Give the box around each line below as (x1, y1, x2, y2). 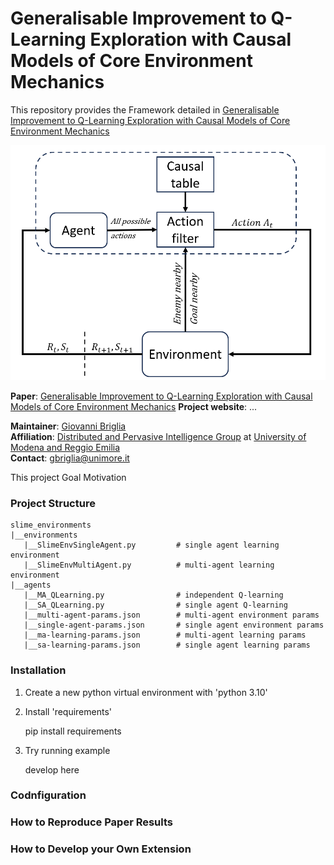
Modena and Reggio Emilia (10, 441, 121, 453)
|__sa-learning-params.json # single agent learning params (23, 640, 311, 651)
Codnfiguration (10, 788, 87, 802)
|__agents (10, 580, 52, 591)
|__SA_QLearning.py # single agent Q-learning (23, 600, 288, 611)
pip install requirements (24, 725, 122, 737)
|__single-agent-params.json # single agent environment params (23, 620, 325, 631)
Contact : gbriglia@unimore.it (10, 452, 130, 464)
